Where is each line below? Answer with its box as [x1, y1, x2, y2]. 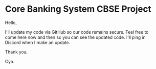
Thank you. [5, 49, 28, 55]
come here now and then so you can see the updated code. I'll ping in [5, 34, 146, 40]
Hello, [5, 20, 17, 25]
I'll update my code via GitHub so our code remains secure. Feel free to [5, 29, 149, 35]
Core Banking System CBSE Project [5, 3, 152, 15]
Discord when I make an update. [5, 39, 70, 45]
